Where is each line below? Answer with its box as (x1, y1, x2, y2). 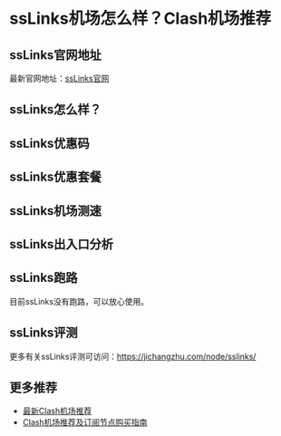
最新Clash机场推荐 (22, 405, 92, 417)
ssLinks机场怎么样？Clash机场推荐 (9, 8, 272, 29)
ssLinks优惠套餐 (9, 170, 102, 185)
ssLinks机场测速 (9, 203, 102, 218)
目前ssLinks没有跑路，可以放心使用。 (9, 296, 150, 306)
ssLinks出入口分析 (9, 237, 114, 252)
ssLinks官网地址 (9, 47, 102, 63)
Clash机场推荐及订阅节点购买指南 (22, 417, 148, 428)
